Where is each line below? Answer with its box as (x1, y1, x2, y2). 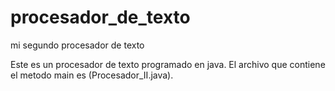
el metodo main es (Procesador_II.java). (10, 69, 174, 81)
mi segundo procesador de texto (10, 39, 145, 51)
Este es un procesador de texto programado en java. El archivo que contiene (10, 58, 326, 70)
